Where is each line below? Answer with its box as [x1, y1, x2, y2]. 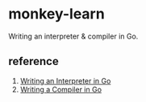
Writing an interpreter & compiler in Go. [8, 31, 139, 41]
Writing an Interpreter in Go [19, 75, 111, 85]
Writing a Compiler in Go [19, 84, 102, 94]
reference [8, 55, 59, 68]
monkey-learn [8, 5, 105, 23]
